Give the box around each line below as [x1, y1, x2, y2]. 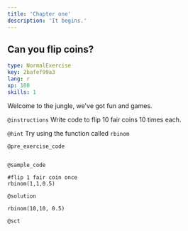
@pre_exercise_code [7, 143, 65, 150]
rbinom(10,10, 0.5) [7, 205, 65, 212]
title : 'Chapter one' [7, 10, 72, 18]
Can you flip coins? [7, 43, 94, 55]
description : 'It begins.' [7, 17, 87, 24]
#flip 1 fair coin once [7, 173, 78, 181]
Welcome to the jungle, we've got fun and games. [7, 101, 153, 110]
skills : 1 [7, 88, 37, 96]
